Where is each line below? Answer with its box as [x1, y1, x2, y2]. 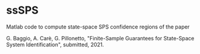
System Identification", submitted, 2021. [6, 41, 104, 48]
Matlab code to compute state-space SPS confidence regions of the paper [6, 23, 190, 30]
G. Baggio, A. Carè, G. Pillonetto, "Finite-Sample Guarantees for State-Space [6, 34, 195, 42]
